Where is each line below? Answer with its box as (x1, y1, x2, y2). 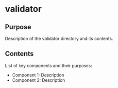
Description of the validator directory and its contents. (5, 35, 113, 41)
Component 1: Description (12, 72, 65, 78)
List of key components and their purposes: (5, 62, 92, 69)
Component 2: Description (12, 77, 66, 83)
